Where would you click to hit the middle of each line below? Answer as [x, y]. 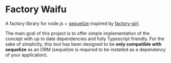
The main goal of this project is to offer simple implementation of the [78, 33]
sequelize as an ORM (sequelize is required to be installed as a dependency [85, 49]
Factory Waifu [36, 9]
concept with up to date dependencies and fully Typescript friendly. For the [85, 39]
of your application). [27, 55]
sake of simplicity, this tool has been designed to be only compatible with [83, 44]
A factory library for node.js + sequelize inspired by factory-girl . [72, 23]
